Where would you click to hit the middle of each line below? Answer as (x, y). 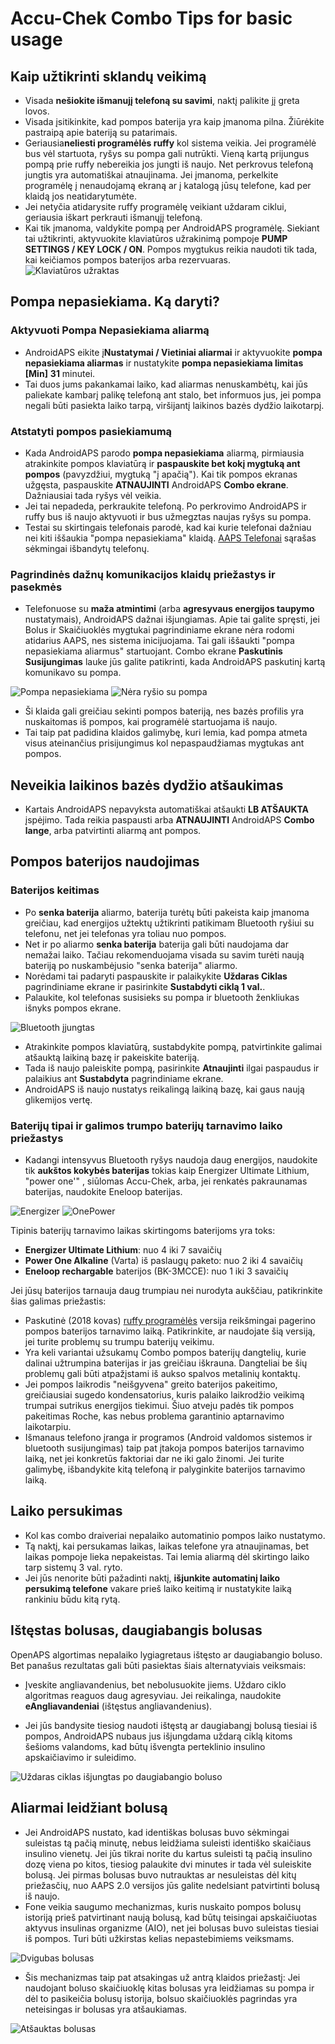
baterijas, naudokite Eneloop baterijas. (103, 1192)
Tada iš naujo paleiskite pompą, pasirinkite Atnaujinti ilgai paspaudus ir (172, 1068)
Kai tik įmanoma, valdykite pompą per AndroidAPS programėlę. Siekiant (172, 228)
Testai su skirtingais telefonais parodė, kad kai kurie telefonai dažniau (168, 527)
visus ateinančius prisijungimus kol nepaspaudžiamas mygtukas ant (164, 743)
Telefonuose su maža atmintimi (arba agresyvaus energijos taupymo (169, 609)
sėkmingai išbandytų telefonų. (87, 548)
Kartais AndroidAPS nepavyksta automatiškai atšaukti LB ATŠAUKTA (167, 809)
